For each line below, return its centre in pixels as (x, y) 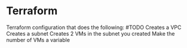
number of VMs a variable (38, 40)
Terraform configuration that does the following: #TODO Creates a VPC (94, 27)
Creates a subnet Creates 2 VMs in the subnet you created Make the (91, 33)
